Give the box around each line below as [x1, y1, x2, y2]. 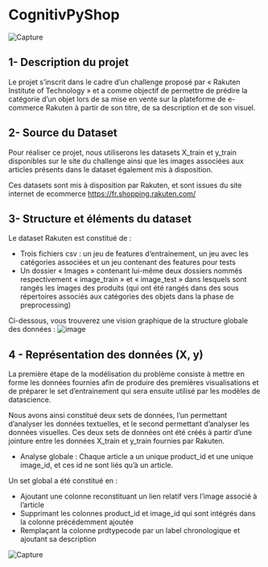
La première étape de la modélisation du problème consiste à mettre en [8, 369, 245, 379]
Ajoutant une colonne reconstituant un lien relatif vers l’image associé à [19, 491, 258, 501]
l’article [19, 500, 44, 510]
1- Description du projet [8, 56, 129, 69]
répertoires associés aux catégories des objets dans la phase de [19, 292, 234, 301]
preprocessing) [19, 300, 71, 310]
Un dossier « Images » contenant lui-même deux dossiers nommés [19, 266, 243, 275]
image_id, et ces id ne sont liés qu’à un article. [19, 461, 174, 470]
